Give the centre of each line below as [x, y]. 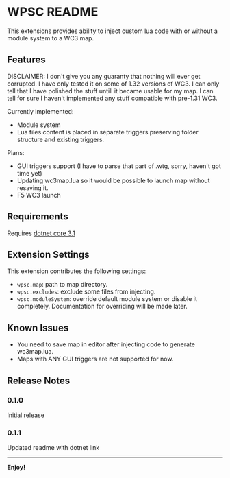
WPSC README [53, 12]
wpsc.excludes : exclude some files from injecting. [86, 291]
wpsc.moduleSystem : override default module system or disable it [107, 299]
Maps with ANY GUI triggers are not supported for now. [95, 359]
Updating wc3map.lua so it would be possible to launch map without [113, 180]
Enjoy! [16, 468]
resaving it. [33, 188]
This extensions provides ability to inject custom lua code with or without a [112, 31]
